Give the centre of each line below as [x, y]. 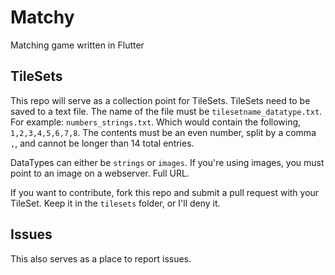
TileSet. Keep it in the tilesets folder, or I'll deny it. [115, 203]
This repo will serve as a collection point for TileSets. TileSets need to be [160, 100]
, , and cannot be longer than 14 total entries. [102, 143]
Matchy [42, 17]
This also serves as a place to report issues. [101, 258]
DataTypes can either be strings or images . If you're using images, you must [167, 162]
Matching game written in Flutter [77, 45]
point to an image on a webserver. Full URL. [100, 173]
